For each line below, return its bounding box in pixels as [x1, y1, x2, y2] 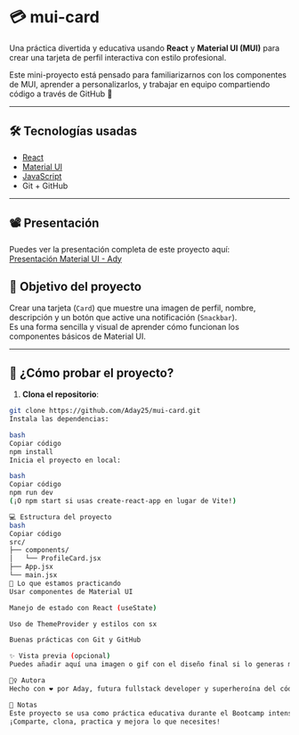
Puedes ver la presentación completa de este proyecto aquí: [9, 244, 230, 254]
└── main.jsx [9, 571, 58, 580]
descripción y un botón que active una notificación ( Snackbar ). [9, 312, 238, 323]
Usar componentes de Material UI [9, 587, 133, 596]
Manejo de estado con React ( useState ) [9, 603, 158, 612]
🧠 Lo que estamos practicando [9, 579, 122, 588]
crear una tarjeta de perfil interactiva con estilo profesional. [9, 52, 227, 62]
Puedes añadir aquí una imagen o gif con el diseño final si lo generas [9, 660, 285, 669]
